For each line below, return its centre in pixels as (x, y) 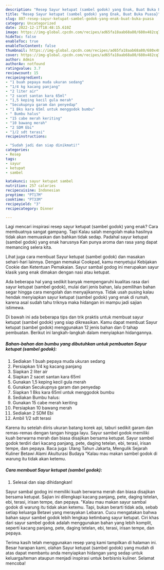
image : (12, 32)
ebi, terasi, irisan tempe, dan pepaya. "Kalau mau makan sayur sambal (76, 502)
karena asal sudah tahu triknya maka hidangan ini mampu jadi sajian (74, 302)
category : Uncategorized (31, 23)
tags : (11, 159)
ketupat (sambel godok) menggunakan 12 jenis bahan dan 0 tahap (72, 328)
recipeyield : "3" (23, 204)
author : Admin (20, 59)
